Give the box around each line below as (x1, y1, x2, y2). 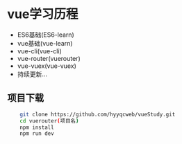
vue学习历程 (7, 6, 78, 22)
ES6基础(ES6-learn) (17, 30, 74, 39)
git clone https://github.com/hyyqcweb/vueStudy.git (19, 111, 176, 118)
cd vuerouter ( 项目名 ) (19, 117, 79, 125)
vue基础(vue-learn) (17, 39, 73, 47)
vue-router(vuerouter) (17, 54, 81, 62)
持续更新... (17, 70, 47, 78)
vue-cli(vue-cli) (17, 46, 63, 55)
